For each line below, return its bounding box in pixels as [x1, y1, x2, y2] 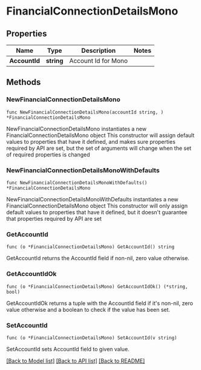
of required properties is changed [6, 150, 90, 158]
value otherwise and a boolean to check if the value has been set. [6, 306, 171, 313]
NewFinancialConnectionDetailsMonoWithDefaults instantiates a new [6, 195, 179, 203]
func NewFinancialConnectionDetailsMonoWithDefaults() [6, 180, 148, 186]
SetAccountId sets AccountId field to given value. [6, 345, 130, 352]
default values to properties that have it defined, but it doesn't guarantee [6, 208, 188, 216]
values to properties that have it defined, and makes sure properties [6, 138, 176, 145]
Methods [6, 77, 41, 87]
